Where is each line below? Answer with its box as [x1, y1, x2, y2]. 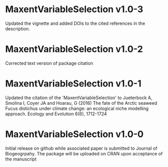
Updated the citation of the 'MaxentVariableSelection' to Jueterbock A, [5, 95, 152, 101]
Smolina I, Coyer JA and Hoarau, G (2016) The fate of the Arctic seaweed [5, 100, 157, 106]
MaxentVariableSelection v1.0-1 [5, 78, 142, 90]
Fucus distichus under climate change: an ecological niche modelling [5, 105, 149, 111]
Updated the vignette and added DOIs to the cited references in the [5, 20, 145, 26]
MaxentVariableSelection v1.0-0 [5, 129, 144, 140]
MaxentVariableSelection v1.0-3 [5, 4, 144, 15]
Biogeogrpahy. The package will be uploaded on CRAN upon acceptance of [5, 150, 163, 156]
